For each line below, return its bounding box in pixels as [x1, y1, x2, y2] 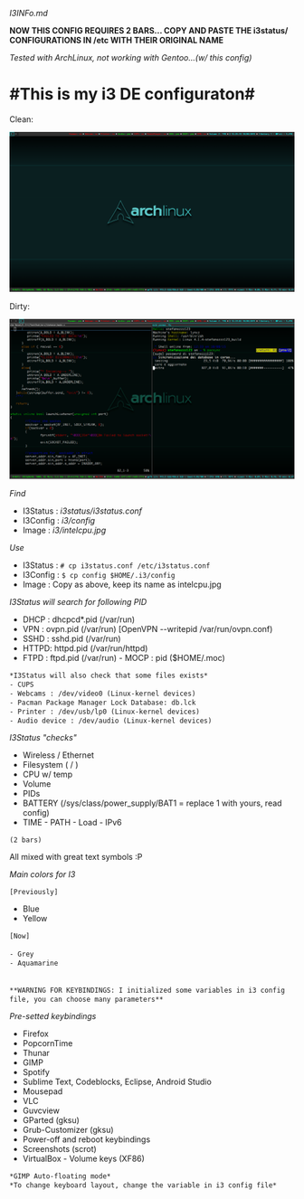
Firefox [22, 1028, 50, 1039]
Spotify [22, 1066, 50, 1077]
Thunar [22, 1047, 50, 1058]
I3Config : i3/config [22, 515, 96, 525]
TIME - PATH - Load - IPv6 [22, 817, 122, 827]
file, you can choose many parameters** [9, 995, 165, 1004]
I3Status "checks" [9, 732, 77, 742]
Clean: [9, 113, 34, 125]
